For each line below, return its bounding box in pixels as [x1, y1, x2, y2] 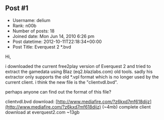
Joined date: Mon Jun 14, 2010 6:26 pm [12, 33, 95, 39]
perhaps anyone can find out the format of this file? [5, 88, 111, 94]
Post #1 [5, 4, 29, 12]
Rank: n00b [12, 22, 37, 28]
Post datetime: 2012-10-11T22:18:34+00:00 [12, 38, 102, 44]
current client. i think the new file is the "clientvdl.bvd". [5, 79, 118, 85]
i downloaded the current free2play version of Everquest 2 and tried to [5, 63, 151, 69]
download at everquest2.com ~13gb [5, 109, 80, 115]
